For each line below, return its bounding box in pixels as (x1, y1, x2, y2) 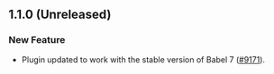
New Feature (8, 34, 66, 46)
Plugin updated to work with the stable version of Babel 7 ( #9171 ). (21, 53, 266, 65)
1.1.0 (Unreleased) (8, 7, 112, 22)
